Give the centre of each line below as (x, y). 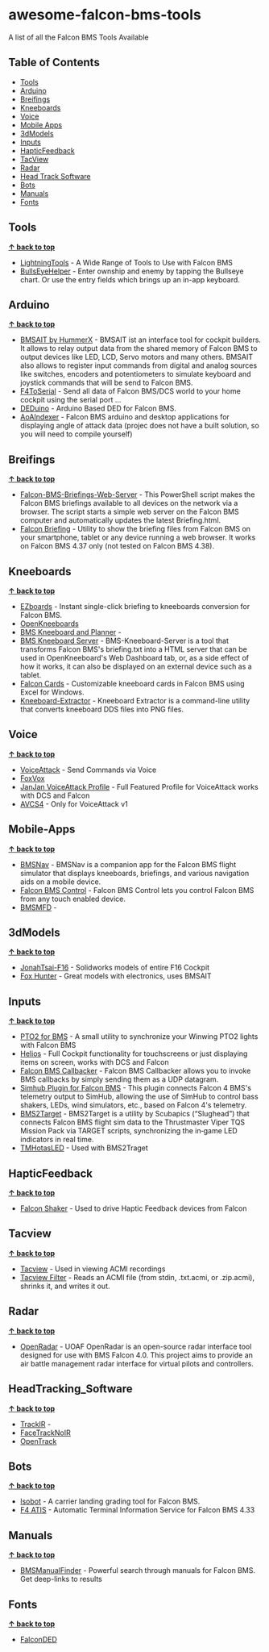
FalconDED (39, 1639)
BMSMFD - (38, 907)
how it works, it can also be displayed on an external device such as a (136, 666)
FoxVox (32, 778)
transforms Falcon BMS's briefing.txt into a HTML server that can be (133, 649)
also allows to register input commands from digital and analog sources (139, 365)
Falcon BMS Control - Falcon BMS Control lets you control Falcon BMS (137, 890)
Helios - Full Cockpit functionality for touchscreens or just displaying (134, 1053)
